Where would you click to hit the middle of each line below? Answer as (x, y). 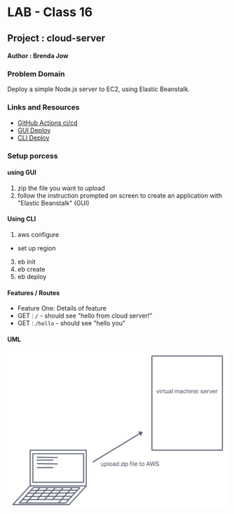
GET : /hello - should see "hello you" (71, 323)
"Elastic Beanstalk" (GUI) (53, 203)
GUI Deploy (34, 130)
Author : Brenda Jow (38, 56)
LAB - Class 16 (50, 12)
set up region (36, 248)
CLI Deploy (33, 137)
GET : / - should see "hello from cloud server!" (85, 316)
